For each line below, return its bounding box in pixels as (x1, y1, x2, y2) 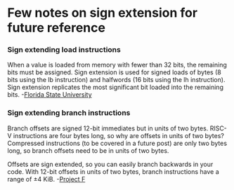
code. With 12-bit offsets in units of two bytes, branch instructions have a (7, 167, 219, 176)
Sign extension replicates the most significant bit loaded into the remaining (7, 83, 223, 92)
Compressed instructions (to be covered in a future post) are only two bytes (7, 139, 227, 147)
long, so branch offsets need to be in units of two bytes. (7, 146, 169, 155)
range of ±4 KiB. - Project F (7, 175, 86, 183)
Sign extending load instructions (7, 45, 121, 55)
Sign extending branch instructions (7, 108, 131, 118)
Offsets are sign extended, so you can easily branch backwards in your (7, 160, 214, 168)
